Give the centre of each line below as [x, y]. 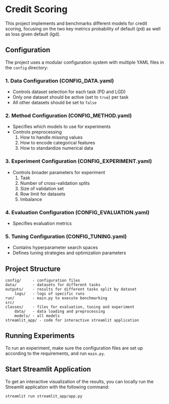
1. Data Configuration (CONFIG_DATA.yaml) [60, 80]
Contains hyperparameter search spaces [55, 248]
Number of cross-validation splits [55, 183]
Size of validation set [42, 188]
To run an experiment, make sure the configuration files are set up [74, 348]
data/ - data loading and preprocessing [60, 312]
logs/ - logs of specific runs [50, 294]
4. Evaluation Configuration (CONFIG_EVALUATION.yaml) [77, 212]
